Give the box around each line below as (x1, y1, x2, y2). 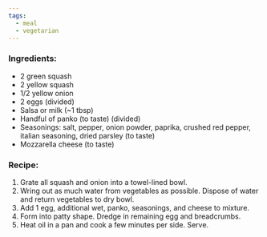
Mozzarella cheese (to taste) (19, 139, 115, 149)
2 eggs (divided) (19, 97, 75, 106)
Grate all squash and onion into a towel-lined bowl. (19, 177, 188, 187)
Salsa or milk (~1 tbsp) (19, 105, 94, 114)
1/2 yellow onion (19, 88, 74, 98)
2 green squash (19, 71, 72, 81)
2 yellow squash (19, 79, 75, 89)
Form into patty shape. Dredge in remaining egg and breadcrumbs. (19, 211, 241, 221)
